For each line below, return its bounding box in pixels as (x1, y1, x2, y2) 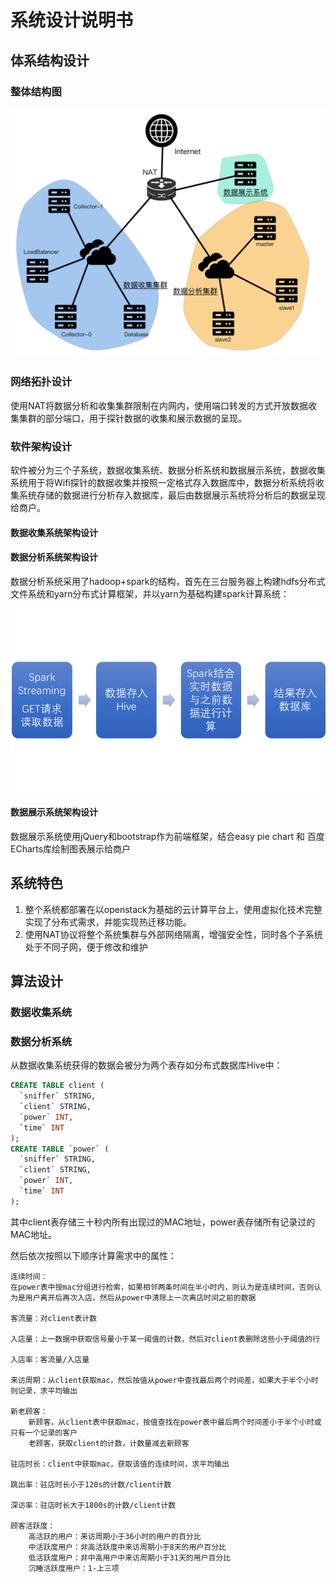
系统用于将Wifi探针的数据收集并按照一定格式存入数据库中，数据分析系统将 (10, 477, 316, 489)
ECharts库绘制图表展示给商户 (10, 842, 132, 855)
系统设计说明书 (10, 9, 134, 32)
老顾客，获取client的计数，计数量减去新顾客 (28, 1438, 190, 1448)
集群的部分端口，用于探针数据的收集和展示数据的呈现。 (18, 412, 247, 424)
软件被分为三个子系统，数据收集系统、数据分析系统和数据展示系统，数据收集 (10, 464, 326, 476)
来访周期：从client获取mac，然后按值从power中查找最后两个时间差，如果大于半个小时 (10, 1375, 319, 1385)
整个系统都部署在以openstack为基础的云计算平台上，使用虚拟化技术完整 (24, 903, 323, 915)
